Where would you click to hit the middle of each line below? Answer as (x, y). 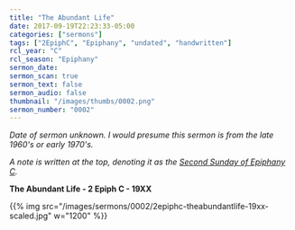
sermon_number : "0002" (52, 110)
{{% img (25, 207)
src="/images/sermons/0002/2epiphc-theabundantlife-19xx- (155, 207)
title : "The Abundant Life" (62, 18)
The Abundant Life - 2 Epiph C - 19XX (80, 189)
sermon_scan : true (44, 76)
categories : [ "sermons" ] (56, 34)
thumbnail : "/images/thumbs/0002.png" (82, 101)
